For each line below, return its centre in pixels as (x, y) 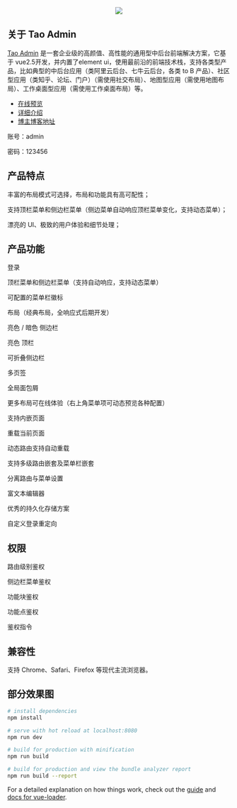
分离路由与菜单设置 (35, 478)
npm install (25, 718)
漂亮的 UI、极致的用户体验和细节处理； (64, 224)
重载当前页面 (26, 433)
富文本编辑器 (26, 494)
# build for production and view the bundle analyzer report (99, 770)
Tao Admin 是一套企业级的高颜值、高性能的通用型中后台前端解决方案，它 (114, 52)
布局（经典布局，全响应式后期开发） (60, 313)
